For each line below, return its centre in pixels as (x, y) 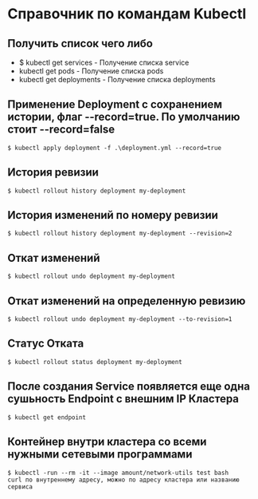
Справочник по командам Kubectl (127, 14)
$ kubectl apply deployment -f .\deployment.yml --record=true (115, 148)
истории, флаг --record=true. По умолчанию (124, 117)
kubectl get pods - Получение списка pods (91, 71)
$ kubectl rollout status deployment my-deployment (95, 362)
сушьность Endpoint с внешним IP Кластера (123, 399)
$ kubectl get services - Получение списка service (104, 62)
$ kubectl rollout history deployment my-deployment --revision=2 (120, 234)
